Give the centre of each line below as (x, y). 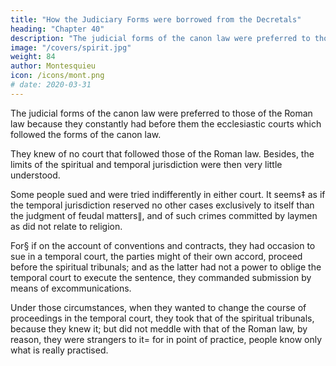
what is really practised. (59, 350)
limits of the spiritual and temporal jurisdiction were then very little (146, 164)
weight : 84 (33, 57)
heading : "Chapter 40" (57, 29)
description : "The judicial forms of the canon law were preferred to (160, 38)
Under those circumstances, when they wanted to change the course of (158, 307)
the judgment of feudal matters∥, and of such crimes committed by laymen (164, 215)
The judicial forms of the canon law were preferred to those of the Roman (161, 113)
